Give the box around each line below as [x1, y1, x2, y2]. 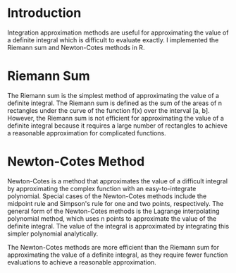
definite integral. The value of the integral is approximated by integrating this [7, 222, 230, 230]
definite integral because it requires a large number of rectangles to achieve [7, 121, 228, 130]
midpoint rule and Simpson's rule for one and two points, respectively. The [7, 199, 224, 207]
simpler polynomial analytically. [7, 229, 99, 238]
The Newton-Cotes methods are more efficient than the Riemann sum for [7, 243, 220, 251]
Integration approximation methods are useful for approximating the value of [7, 28, 229, 37]
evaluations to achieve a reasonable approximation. [7, 257, 156, 266]
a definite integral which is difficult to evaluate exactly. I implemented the [7, 35, 219, 44]
